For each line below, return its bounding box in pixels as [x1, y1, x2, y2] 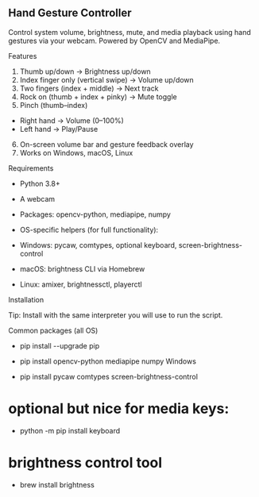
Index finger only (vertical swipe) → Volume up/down [19, 75, 195, 84]
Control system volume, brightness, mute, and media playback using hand [8, 27, 252, 37]
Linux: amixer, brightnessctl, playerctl [19, 279, 142, 289]
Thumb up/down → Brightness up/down [19, 67, 151, 76]
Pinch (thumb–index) [19, 100, 88, 110]
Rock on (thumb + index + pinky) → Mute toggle [19, 91, 177, 102]
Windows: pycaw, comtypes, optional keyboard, [19, 240, 177, 249]
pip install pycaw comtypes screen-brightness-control [19, 372, 199, 381]
